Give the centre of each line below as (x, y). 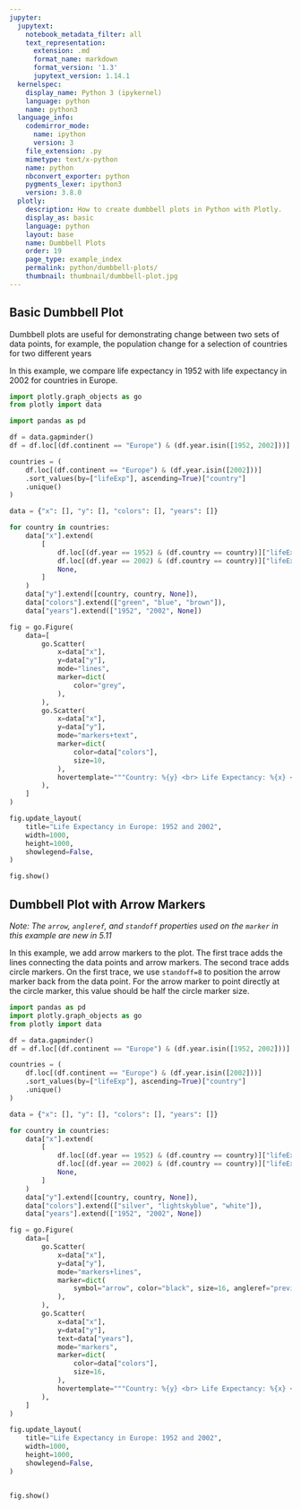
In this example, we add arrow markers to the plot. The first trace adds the (146, 953)
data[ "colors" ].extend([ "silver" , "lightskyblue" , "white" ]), (144, 1206)
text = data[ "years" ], (95, 1339)
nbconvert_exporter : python (77, 176)
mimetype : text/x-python (72, 159)
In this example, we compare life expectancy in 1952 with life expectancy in (148, 371)
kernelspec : (40, 84)
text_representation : (65, 43)
